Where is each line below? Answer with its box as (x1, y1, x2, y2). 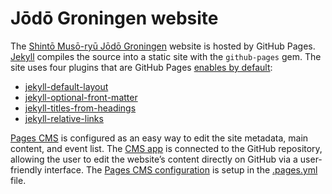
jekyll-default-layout (24, 80, 109, 92)
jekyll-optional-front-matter (24, 91, 138, 103)
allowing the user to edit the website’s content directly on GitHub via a (10, 153, 298, 165)
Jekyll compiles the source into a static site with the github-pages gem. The (10, 50, 322, 62)
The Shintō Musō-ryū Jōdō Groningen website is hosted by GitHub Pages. (10, 40, 316, 52)
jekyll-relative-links (24, 112, 104, 124)
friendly (10, 163, 43, 176)
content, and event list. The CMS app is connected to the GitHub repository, (10, 142, 323, 154)
